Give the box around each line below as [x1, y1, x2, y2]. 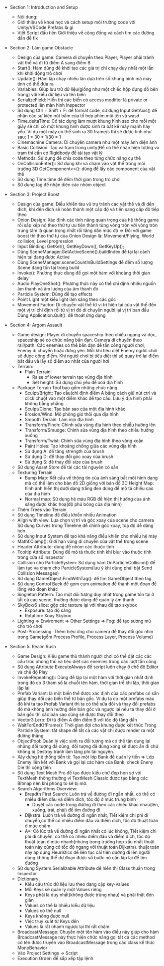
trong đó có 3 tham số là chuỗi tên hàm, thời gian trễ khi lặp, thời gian [17, 680, 160, 686]
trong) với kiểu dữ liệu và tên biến [17, 92, 86, 97]
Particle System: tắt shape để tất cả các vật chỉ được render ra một [17, 727, 155, 733]
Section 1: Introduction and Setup [9, 4, 78, 10]
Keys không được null [24, 913, 69, 919]
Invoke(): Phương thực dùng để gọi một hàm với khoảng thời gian [17, 270, 151, 276]
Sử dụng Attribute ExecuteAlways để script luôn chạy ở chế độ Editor [17, 664, 159, 670]
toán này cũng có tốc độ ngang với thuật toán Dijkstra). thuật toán [24, 844, 160, 850]
